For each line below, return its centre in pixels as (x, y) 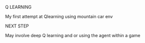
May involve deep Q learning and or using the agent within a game (73, 35)
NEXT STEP (17, 26)
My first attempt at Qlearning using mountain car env (59, 16)
